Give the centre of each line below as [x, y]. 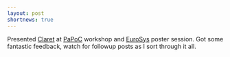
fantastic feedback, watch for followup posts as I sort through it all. [102, 46]
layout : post [26, 13]
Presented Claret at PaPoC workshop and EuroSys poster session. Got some [115, 39]
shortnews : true [30, 20]
